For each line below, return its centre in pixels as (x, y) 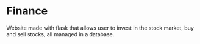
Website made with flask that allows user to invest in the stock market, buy (100, 28)
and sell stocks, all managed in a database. (60, 34)
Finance (27, 11)
